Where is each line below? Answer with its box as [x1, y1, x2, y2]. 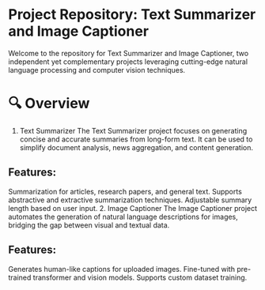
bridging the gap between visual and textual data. [8, 220, 170, 230]
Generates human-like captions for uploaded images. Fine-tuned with [8, 264, 236, 273]
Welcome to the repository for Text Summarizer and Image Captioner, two [8, 48, 249, 58]
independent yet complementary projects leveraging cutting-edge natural [8, 57, 248, 66]
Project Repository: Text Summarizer [8, 6, 256, 24]
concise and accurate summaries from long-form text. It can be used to [19, 134, 253, 144]
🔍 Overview [8, 95, 90, 112]
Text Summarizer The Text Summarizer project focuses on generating [19, 126, 248, 135]
